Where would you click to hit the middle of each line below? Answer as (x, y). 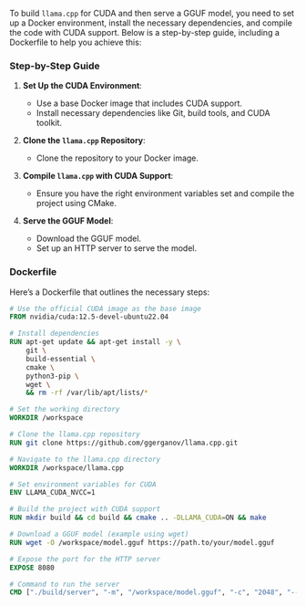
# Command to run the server (65, 584)
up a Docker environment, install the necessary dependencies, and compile (151, 23)
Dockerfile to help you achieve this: (76, 42)
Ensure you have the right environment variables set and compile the (165, 193)
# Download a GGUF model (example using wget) (99, 534)
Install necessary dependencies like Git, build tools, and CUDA (153, 113)
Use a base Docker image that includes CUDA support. (139, 103)
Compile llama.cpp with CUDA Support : (98, 176)
